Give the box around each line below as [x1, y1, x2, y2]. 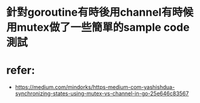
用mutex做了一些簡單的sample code [6, 20, 190, 34]
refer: [6, 64, 35, 77]
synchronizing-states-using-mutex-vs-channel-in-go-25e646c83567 [15, 90, 189, 97]
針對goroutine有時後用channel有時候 [6, 5, 194, 19]
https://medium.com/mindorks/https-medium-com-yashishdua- [15, 84, 175, 91]
